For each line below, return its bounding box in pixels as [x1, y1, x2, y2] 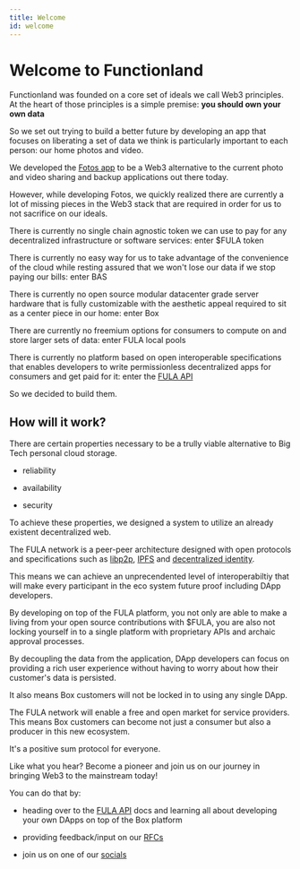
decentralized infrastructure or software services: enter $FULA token [9, 235, 264, 246]
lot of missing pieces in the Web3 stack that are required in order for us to [9, 199, 282, 210]
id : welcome [9, 22, 54, 30]
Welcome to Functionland [9, 60, 204, 81]
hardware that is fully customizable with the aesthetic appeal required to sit [9, 298, 287, 309]
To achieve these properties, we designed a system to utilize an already [9, 517, 274, 529]
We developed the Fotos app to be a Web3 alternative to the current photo [9, 162, 284, 173]
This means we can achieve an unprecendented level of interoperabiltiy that [9, 571, 289, 582]
